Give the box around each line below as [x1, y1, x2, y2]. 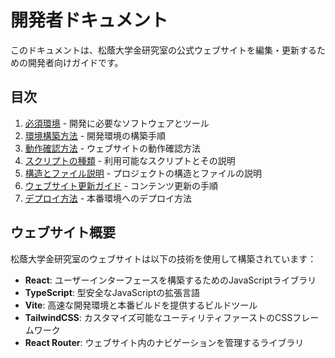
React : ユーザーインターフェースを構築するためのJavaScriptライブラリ [24, 274, 317, 286]
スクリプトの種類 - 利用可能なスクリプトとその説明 [24, 154, 236, 166]
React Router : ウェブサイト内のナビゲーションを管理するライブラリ [24, 336, 305, 348]
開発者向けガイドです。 [27, 56, 124, 68]
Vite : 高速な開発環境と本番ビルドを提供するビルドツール [24, 299, 258, 311]
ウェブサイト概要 [10, 224, 116, 241]
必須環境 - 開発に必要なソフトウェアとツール [24, 117, 210, 129]
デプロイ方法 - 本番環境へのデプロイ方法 [24, 192, 193, 204]
